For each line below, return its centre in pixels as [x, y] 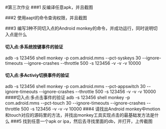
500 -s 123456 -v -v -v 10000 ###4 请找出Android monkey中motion [90, 109]
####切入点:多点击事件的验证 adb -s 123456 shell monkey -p [68, 97]
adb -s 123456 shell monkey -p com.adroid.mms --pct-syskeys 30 [73, 58]
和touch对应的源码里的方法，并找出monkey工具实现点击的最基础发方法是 [80, 115]
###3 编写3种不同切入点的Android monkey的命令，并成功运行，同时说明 [79, 28]
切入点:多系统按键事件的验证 [34, 46]
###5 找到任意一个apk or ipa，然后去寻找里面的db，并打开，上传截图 [82, 121]
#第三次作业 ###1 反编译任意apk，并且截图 [49, 7]
